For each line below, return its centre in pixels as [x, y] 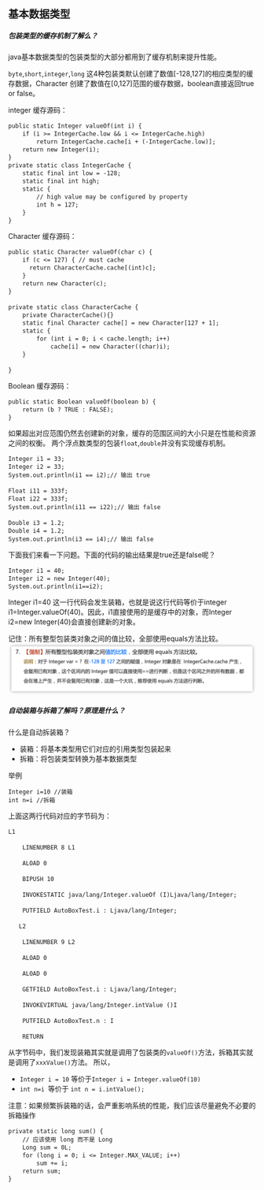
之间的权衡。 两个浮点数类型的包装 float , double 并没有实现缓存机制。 [119, 443]
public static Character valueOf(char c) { [81, 252]
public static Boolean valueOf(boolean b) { [82, 402]
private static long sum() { [56, 1131]
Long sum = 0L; [47, 1147]
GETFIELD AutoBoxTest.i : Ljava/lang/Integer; [100, 989]
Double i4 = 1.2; [37, 531]
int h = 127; [58, 205]
